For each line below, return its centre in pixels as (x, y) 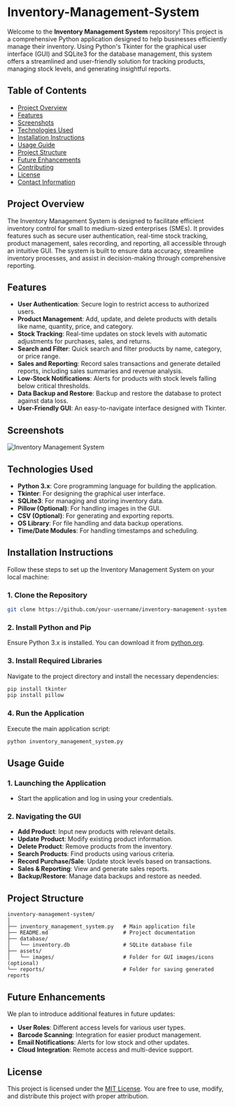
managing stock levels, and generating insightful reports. (89, 69)
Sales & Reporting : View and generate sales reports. (93, 869)
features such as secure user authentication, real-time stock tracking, (108, 236)
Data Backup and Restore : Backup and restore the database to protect (119, 393)
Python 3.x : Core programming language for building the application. (117, 486)
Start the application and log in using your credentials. (95, 798)
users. (27, 311)
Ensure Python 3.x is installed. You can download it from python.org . (106, 643)
